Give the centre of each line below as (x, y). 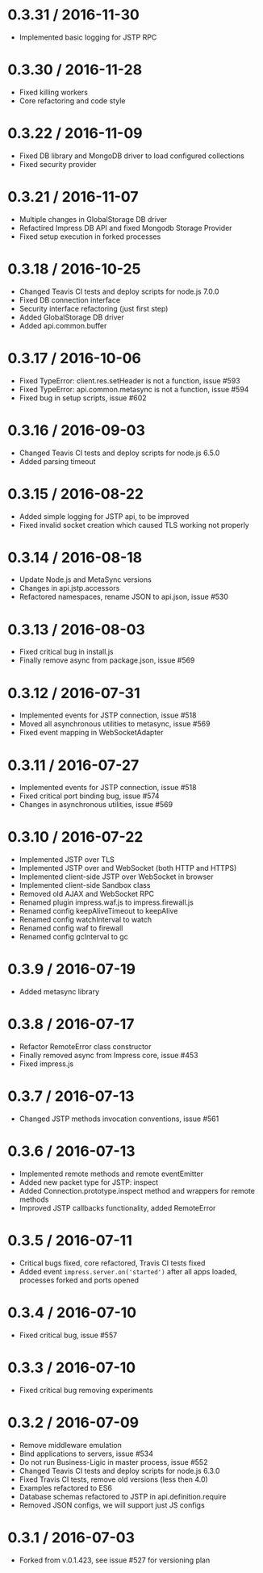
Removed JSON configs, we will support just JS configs (112, 1505)
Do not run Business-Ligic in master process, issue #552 (113, 1462)
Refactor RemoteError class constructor (85, 1047)
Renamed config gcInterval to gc (73, 937)
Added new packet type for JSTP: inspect (89, 1182)
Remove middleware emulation (70, 1445)
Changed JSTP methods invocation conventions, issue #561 (119, 1119)
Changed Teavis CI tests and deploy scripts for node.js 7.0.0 (119, 291)
